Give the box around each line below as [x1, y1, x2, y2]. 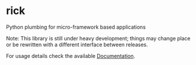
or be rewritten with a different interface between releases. [6, 41, 148, 48]
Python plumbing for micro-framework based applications [6, 23, 146, 30]
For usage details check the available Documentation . [6, 52, 136, 59]
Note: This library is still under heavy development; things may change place [6, 35, 191, 42]
